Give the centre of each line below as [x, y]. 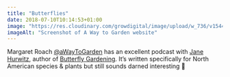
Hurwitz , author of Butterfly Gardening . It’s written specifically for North [108, 59]
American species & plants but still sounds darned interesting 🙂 [97, 66]
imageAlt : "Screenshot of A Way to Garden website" [82, 32]
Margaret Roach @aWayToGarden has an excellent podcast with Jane [105, 52]
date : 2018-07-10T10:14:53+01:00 [55, 20]
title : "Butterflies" [38, 13]
